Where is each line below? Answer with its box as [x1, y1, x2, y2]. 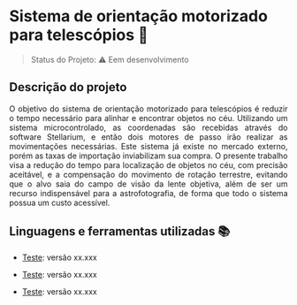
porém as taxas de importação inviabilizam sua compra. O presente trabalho [9, 150, 288, 161]
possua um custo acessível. [9, 197, 110, 208]
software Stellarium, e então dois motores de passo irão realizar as [9, 131, 288, 142]
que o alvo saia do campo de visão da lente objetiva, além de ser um [9, 179, 288, 189]
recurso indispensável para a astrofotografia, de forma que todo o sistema [9, 187, 288, 198]
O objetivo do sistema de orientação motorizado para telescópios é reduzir [9, 103, 288, 114]
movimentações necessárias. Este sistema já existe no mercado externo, [9, 141, 288, 151]
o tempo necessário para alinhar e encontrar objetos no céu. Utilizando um [9, 112, 288, 123]
